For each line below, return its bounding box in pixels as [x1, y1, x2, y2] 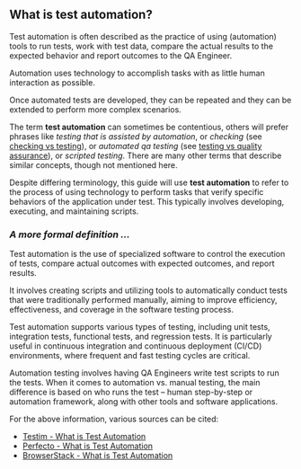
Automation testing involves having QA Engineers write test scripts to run [9, 367, 280, 378]
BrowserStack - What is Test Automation [22, 450, 173, 461]
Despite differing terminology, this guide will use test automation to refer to [9, 177, 289, 188]
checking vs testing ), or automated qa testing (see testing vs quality [9, 140, 262, 151]
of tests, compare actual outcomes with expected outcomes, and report [9, 258, 276, 269]
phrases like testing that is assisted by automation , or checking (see [9, 130, 262, 142]
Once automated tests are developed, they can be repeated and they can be [9, 94, 292, 105]
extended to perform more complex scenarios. [9, 103, 181, 115]
